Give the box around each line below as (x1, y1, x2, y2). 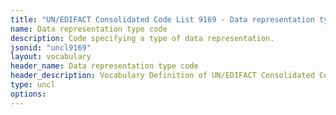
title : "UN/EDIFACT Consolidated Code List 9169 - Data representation (10, 14, 315, 25)
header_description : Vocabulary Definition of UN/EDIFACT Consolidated (10, 71, 315, 81)
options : (10, 89, 47, 99)
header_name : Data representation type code (10, 61, 199, 71)
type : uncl (10, 80, 56, 90)
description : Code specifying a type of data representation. (10, 33, 275, 43)
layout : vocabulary (10, 52, 92, 62)
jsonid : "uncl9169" (10, 42, 92, 53)
